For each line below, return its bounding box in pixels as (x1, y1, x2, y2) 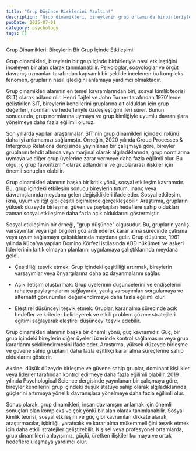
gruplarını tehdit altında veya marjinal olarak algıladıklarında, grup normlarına (6, 149, 190, 156)
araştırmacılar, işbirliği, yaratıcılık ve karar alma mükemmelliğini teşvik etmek (6, 419, 190, 427)
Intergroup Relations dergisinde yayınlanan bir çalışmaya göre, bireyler (6, 143, 176, 150)
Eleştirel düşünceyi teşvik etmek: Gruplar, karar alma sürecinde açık (14, 305, 177, 312)
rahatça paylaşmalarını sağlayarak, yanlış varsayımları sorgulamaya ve (14, 287, 184, 294)
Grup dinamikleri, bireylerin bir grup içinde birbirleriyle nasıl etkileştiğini (6, 58, 177, 65)
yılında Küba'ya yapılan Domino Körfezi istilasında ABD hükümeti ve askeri (6, 240, 184, 247)
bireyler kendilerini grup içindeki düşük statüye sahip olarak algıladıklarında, (6, 384, 188, 391)
